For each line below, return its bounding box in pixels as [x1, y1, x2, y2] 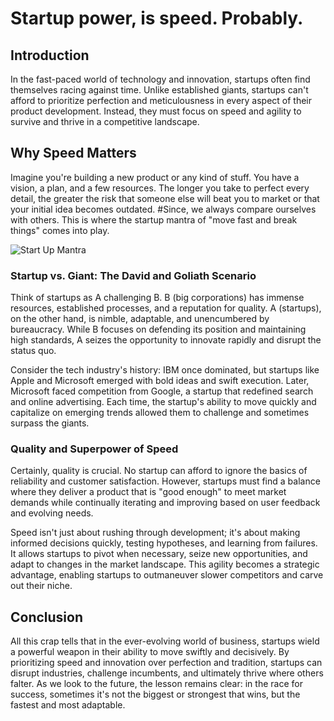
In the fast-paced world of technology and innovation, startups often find [10, 73, 311, 85]
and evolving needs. [10, 507, 94, 519]
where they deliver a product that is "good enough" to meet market [10, 486, 287, 498]
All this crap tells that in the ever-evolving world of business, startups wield [10, 635, 320, 647]
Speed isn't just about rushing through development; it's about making [10, 527, 301, 539]
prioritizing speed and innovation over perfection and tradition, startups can [10, 657, 323, 669]
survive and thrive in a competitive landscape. [10, 116, 200, 127]
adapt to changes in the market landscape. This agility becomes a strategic [10, 558, 320, 571]
